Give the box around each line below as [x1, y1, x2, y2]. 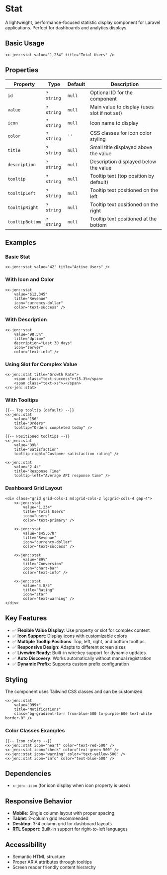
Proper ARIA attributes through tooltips [12, 859, 92, 865]
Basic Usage [5, 39, 45, 48]
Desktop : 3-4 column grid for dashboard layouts [12, 821, 112, 827]
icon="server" [14, 345, 43, 350]
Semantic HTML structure [12, 854, 66, 860]
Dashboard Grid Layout [5, 485, 62, 491]
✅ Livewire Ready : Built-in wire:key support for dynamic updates [12, 650, 146, 656]
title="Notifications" [14, 707, 61, 712]
